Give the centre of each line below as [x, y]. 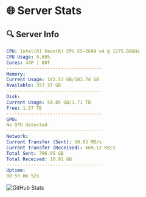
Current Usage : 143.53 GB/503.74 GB [53, 80]
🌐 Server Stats [44, 11]
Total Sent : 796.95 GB [35, 153]
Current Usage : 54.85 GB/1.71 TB [49, 102]
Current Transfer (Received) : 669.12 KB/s [61, 148]
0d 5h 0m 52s [23, 176]
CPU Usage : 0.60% [28, 57]
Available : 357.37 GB [34, 85]
